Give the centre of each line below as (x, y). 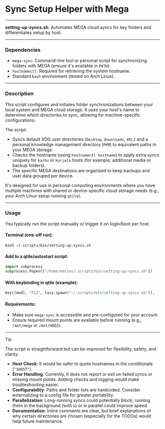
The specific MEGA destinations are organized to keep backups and (81, 170)
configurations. (20, 120)
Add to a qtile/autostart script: (37, 256)
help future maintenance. (38, 421)
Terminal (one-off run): (29, 235)
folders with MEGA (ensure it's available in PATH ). (61, 66)
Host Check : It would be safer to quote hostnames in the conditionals (82, 364)
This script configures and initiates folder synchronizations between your (79, 104)
